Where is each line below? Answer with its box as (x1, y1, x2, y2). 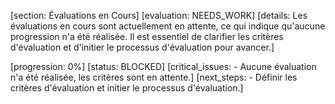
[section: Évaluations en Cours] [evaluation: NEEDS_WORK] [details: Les (10, 10, 308, 21)
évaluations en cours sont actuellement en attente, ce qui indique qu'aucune (10, 20, 326, 32)
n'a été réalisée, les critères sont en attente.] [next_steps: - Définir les (10, 71, 298, 83)
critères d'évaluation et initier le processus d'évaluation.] (10, 82, 244, 94)
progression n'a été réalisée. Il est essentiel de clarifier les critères (10, 31, 284, 42)
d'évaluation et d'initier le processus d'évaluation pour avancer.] (10, 41, 275, 53)
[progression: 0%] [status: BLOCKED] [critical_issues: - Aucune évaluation (10, 61, 317, 72)
